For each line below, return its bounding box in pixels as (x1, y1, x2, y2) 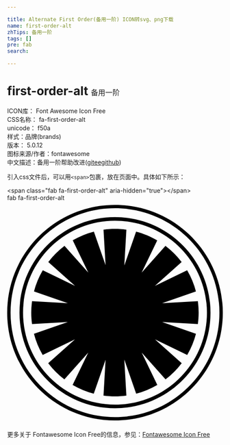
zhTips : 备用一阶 (7, 29, 53, 36)
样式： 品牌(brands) (7, 132, 62, 140)
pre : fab (7, 42, 32, 49)
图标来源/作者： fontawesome (7, 149, 90, 157)
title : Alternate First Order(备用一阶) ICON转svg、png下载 (7, 16, 174, 23)
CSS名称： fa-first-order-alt (7, 115, 86, 123)
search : (7, 48, 29, 55)
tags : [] (7, 35, 32, 42)
